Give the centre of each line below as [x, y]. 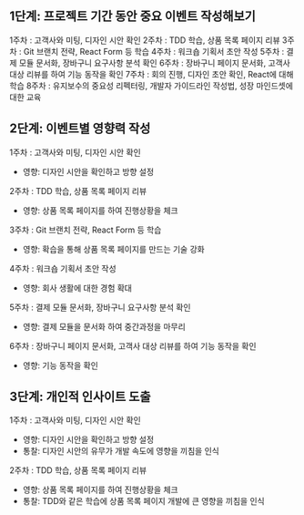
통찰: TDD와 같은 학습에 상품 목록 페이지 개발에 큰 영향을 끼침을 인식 [144, 501]
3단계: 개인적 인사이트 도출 [81, 397]
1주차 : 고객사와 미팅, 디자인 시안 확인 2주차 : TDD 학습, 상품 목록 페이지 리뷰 [145, 40]
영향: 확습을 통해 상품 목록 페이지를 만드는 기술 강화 [113, 249]
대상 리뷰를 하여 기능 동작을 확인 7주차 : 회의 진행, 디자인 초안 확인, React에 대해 [152, 74]
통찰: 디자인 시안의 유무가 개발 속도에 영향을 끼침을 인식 [121, 451]
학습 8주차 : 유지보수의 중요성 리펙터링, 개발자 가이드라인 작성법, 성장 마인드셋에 [152, 86]
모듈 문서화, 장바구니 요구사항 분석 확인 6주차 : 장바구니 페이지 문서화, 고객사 [155, 63]
